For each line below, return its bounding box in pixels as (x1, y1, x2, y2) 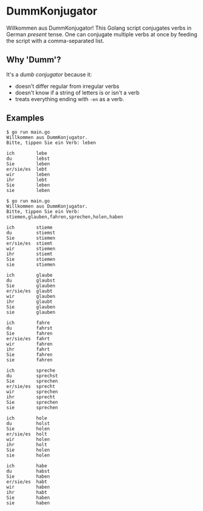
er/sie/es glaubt (6, 288, 53, 294)
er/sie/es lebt (6, 166, 47, 172)
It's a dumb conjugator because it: (6, 71, 92, 78)
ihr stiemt (6, 251, 53, 257)
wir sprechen (6, 389, 59, 395)
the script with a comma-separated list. (6, 37, 105, 44)
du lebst (6, 156, 50, 162)
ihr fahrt (6, 346, 50, 352)
